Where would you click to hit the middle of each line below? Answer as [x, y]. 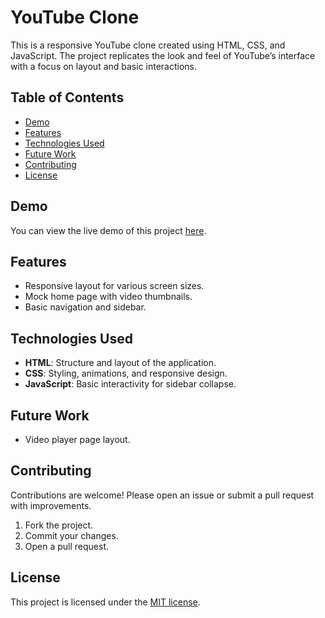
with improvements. [51, 505]
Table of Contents [67, 97]
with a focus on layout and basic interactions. [104, 66]
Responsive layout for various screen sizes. [114, 286]
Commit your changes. [71, 535]
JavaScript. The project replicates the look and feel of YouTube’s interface [163, 55]
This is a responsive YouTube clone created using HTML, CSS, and [148, 45]
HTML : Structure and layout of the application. [120, 363]
